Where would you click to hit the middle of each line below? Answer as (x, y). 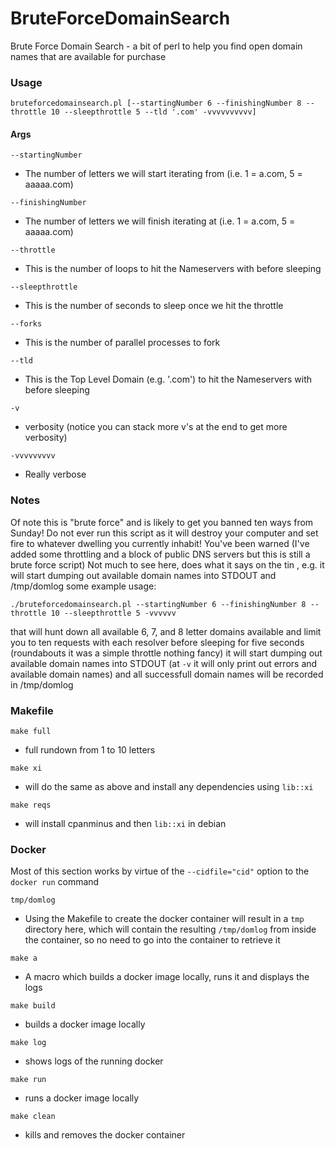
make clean (33, 1117)
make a (24, 958)
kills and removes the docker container (105, 1135)
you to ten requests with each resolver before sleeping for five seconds (157, 642)
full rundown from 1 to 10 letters (90, 750)
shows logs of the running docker (94, 1061)
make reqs (31, 805)
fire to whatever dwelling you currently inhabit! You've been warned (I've (160, 543)
